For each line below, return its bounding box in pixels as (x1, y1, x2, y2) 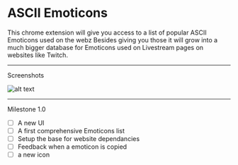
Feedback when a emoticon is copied (17, 142, 127, 151)
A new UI (17, 118, 45, 127)
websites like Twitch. (7, 51, 69, 59)
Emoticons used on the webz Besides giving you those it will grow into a (7, 35, 218, 44)
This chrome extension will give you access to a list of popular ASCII (7, 28, 207, 37)
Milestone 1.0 (7, 104, 46, 114)
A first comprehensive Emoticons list (17, 127, 125, 135)
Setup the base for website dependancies (17, 135, 140, 143)
